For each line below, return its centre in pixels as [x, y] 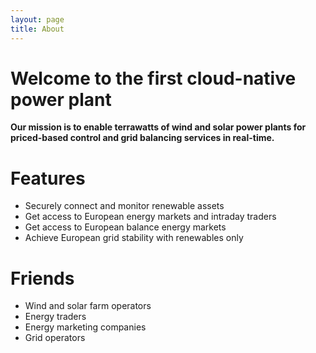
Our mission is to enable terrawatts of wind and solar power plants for [158, 127]
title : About [37, 29]
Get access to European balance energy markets [125, 227]
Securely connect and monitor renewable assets [124, 206]
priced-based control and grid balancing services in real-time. [142, 138]
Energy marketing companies [85, 327]
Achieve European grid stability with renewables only [134, 238]
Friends [42, 278]
